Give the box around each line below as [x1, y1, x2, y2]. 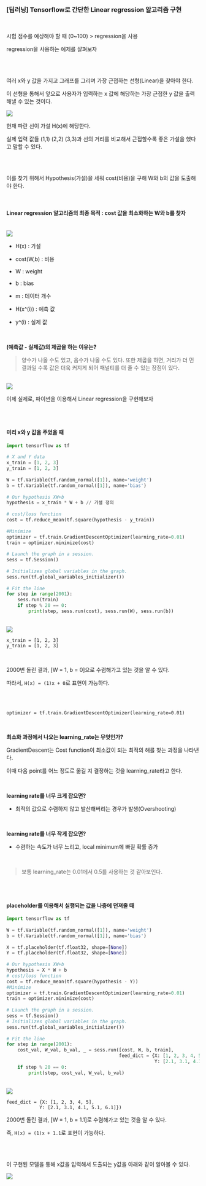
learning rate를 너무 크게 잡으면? [6, 792, 86, 799]
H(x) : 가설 [15, 242, 41, 249]
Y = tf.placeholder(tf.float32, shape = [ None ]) [6, 950, 128, 956]
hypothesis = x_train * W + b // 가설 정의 [6, 499, 115, 506]
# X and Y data [6, 454, 45, 460]
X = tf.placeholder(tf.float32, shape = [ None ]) [6, 944, 128, 950]
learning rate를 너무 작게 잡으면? [6, 830, 86, 837]
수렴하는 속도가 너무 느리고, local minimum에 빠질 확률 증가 [15, 843, 158, 850]
